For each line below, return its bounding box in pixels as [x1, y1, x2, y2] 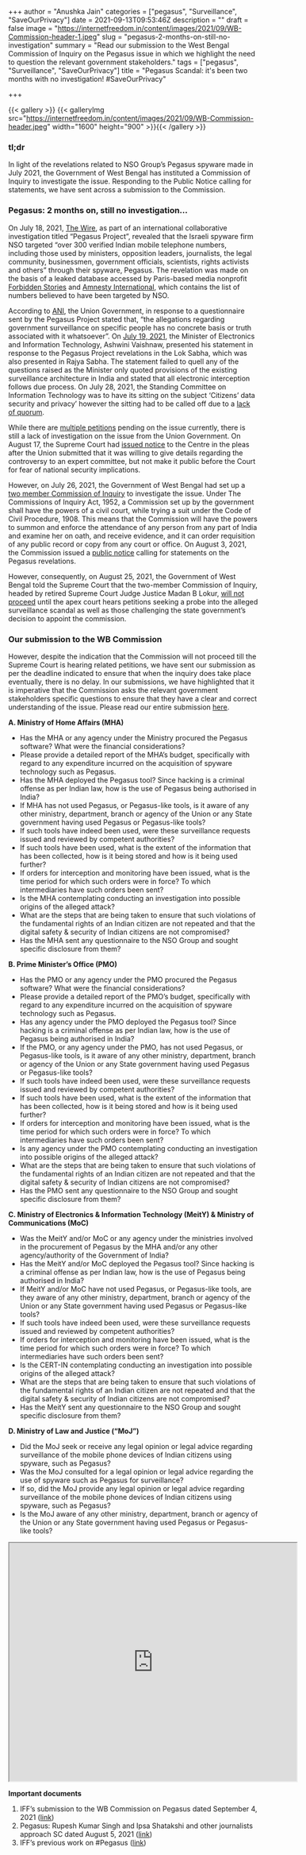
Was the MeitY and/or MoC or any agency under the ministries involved [19, 1233, 254, 1242]
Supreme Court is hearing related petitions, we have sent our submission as [8, 659, 256, 670]
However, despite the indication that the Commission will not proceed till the [8, 651, 257, 661]
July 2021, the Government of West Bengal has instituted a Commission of [8, 168, 251, 178]
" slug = [96, 32, 123, 41]
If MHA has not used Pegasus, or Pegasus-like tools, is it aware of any [19, 800, 250, 810]
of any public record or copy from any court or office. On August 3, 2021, [8, 539, 247, 549]
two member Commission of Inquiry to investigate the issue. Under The [8, 489, 242, 498]
